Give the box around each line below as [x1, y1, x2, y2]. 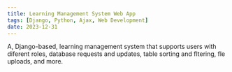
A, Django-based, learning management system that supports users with [7, 43, 217, 51]
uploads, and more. [7, 57, 64, 66]
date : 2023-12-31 [7, 23, 58, 30]
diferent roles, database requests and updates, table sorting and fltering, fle [7, 50, 226, 58]
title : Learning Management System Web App [7, 10, 136, 17]
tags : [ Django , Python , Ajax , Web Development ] [7, 17, 149, 24]
